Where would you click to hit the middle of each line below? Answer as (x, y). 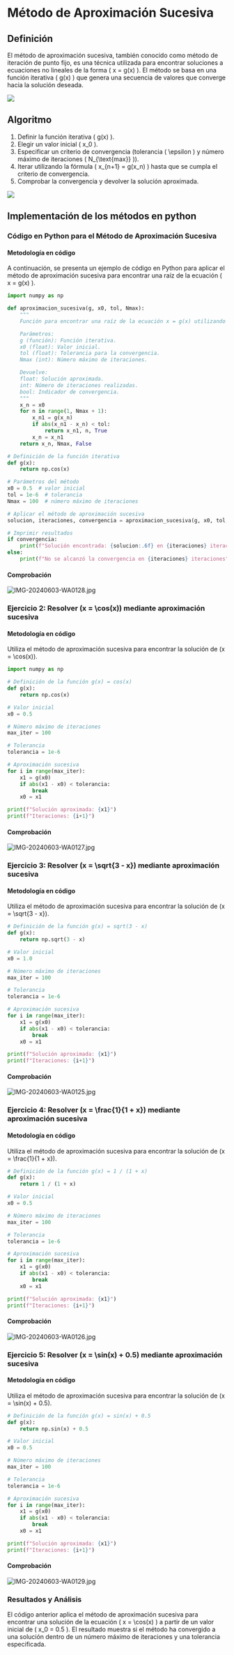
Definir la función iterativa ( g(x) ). (66, 137)
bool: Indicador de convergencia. (70, 392)
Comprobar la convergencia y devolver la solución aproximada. (108, 181)
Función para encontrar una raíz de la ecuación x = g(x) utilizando (123, 321)
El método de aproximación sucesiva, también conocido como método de (112, 55)
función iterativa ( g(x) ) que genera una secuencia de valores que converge (117, 77)
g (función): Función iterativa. (68, 340)
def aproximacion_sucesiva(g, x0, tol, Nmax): (76, 308)
